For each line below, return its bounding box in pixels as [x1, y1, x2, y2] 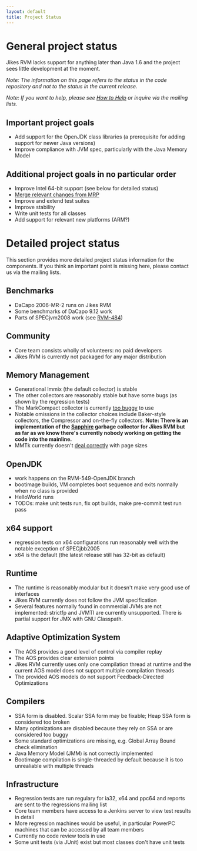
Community [6, 331, 51, 341]
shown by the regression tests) [14, 398, 90, 405]
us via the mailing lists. [6, 269, 61, 276]
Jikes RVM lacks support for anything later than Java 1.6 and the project [6, 59, 181, 66]
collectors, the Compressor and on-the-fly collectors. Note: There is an [14, 417, 188, 424]
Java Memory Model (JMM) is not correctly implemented [14, 750, 153, 757]
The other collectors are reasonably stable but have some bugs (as [14, 392, 178, 399]
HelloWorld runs [14, 493, 54, 501]
